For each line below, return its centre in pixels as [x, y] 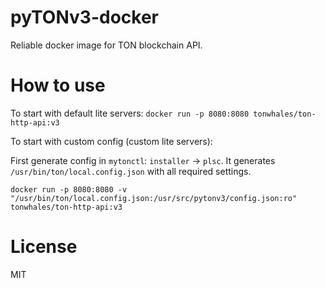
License [44, 247]
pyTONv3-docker [85, 17]
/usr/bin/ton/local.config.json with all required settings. [131, 171]
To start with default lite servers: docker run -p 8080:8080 [130, 113]
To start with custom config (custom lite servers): [111, 141]
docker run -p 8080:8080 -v [69, 189]
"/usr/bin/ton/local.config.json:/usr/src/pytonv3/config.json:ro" [154, 198]
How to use [58, 85]
